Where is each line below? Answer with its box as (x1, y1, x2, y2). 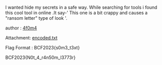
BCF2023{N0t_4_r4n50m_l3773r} (5, 54, 76, 60)
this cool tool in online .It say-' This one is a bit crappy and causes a (5, 10, 148, 16)
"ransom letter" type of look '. (5, 15, 68, 21)
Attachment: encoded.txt (5, 35, 58, 41)
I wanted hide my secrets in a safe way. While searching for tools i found (5, 5, 157, 10)
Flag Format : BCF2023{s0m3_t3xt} (5, 45, 80, 50)
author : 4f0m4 (5, 25, 37, 31)
